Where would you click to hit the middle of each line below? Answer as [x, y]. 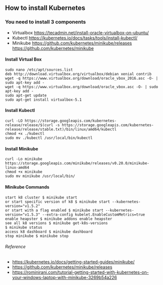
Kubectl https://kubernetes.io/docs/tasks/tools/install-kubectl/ [75, 38]
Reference [15, 247]
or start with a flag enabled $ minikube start [54, 210]
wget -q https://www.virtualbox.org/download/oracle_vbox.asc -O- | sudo [82, 87]
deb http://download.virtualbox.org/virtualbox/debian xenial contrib [78, 74]
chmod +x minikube [24, 172]
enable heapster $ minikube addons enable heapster [59, 219]
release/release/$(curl [29, 125]
